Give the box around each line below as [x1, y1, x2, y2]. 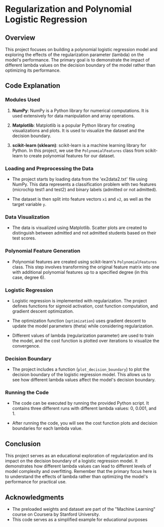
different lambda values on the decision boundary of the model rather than [5, 62, 156, 68]
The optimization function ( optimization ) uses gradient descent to [12, 318, 146, 323]
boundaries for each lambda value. [12, 425, 83, 431]
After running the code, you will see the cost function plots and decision [12, 420, 158, 426]
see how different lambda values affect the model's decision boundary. [12, 377, 156, 383]
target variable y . [12, 201, 47, 207]
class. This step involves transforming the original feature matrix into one [12, 264, 160, 270]
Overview [5, 33, 36, 42]
